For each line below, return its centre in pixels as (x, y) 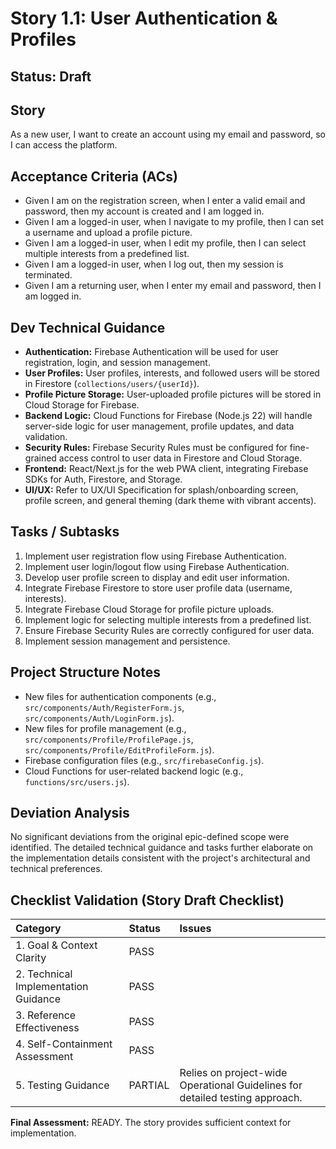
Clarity (31, 958)
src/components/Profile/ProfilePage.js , (109, 739)
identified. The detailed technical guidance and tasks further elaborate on (162, 848)
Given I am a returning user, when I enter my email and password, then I (173, 286)
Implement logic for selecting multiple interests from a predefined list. (168, 619)
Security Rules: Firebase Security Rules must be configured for (156, 448)
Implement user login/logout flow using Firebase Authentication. (157, 566)
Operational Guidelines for (241, 1085)
